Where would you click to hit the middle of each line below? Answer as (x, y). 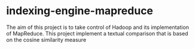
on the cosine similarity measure (46, 40)
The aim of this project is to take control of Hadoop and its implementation (98, 27)
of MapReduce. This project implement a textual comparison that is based (97, 33)
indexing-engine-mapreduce (80, 11)
